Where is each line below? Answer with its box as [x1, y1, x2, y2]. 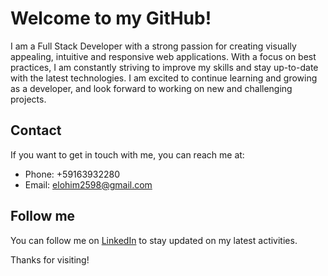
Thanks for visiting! [10, 253, 90, 266]
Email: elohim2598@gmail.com [24, 178, 153, 191]
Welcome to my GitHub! [10, 7, 212, 30]
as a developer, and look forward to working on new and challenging [10, 82, 293, 94]
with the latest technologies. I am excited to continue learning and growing [10, 72, 318, 84]
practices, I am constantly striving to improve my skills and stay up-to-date [10, 61, 319, 73]
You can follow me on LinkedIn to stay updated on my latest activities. [10, 234, 298, 246]
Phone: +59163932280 [24, 168, 120, 180]
